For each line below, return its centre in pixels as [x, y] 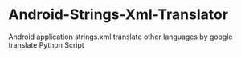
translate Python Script [46, 44]
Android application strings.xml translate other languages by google [120, 37]
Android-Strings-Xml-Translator [118, 15]
